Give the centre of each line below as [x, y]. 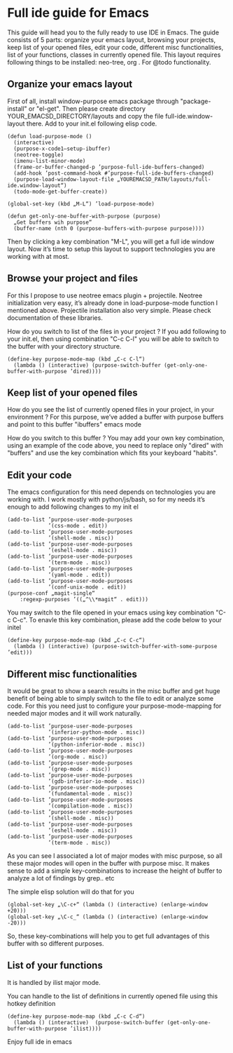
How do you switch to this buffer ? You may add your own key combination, [116, 438]
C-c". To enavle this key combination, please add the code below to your [117, 620]
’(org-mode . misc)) [78, 757]
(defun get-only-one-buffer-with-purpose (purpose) [84, 216]
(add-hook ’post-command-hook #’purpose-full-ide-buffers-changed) [114, 173]
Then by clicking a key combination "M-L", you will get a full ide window [111, 241]
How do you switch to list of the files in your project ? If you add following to [117, 331]
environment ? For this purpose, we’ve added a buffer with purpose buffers [115, 417]
